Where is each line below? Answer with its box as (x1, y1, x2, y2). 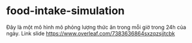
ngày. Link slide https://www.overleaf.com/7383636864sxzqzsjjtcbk (6, 29, 175, 37)
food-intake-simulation (6, 4, 125, 18)
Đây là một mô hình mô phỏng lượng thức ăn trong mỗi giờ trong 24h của (6, 24, 187, 31)
